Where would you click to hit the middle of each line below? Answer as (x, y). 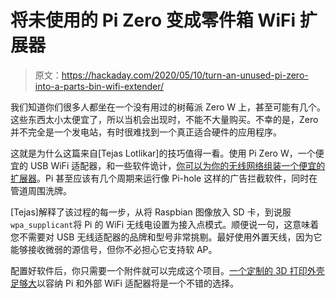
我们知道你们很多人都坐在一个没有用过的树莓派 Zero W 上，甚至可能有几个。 (168, 107)
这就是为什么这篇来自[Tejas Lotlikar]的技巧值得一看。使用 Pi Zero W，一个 (163, 153)
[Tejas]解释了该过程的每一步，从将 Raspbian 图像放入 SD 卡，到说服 (151, 212)
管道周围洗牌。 (41, 190)
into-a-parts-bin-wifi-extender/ (99, 86)
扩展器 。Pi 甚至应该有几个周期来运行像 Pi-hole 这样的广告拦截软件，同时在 (164, 178)
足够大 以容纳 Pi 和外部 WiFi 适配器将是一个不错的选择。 (124, 283)
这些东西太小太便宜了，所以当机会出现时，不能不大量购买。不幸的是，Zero (164, 119)
